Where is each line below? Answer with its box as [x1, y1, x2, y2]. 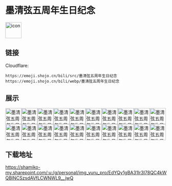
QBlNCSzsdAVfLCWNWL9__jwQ [5, 175, 73, 181]
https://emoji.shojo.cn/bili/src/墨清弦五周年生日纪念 [5, 73, 117, 78]
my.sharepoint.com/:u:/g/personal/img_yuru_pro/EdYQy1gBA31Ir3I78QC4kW [5, 170, 167, 176]
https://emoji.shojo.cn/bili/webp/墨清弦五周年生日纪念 [5, 79, 120, 84]
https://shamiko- [5, 164, 41, 170]
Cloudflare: [5, 62, 29, 68]
